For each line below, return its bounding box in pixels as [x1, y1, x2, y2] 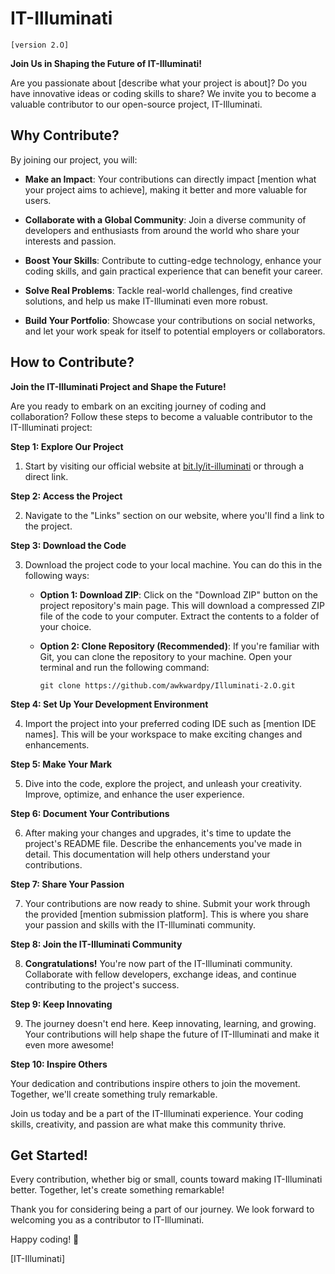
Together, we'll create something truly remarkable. [10, 1088, 218, 1100]
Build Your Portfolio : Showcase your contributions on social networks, [24, 314, 316, 326]
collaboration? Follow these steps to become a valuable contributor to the [10, 410, 313, 422]
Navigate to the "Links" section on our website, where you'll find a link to [24, 509, 325, 521]
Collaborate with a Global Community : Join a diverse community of [24, 213, 307, 226]
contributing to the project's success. [24, 978, 180, 991]
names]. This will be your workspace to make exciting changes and [24, 728, 303, 740]
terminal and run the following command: [39, 661, 210, 673]
